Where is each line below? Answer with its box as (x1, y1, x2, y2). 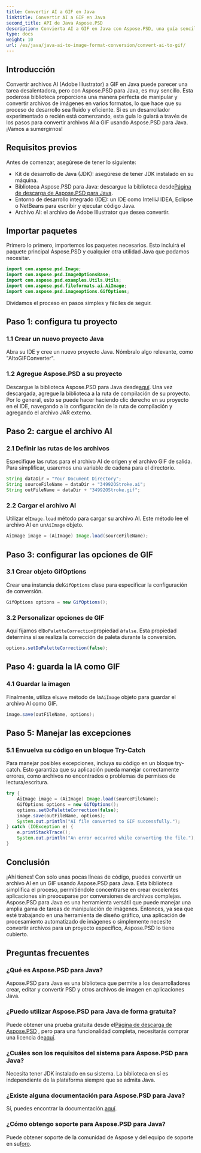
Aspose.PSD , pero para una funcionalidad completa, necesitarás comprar (6, 1027, 190, 1035)
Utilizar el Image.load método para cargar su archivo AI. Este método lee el (6, 515, 188, 522)
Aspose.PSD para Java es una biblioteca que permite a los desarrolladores (6, 979, 190, 987)
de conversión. (6, 587, 43, 595)
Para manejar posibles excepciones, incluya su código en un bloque (6, 760, 174, 767)
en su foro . (6, 1140, 32, 1147)
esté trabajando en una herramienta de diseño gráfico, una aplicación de (6, 911, 185, 919)
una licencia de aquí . (6, 1033, 56, 1041)
